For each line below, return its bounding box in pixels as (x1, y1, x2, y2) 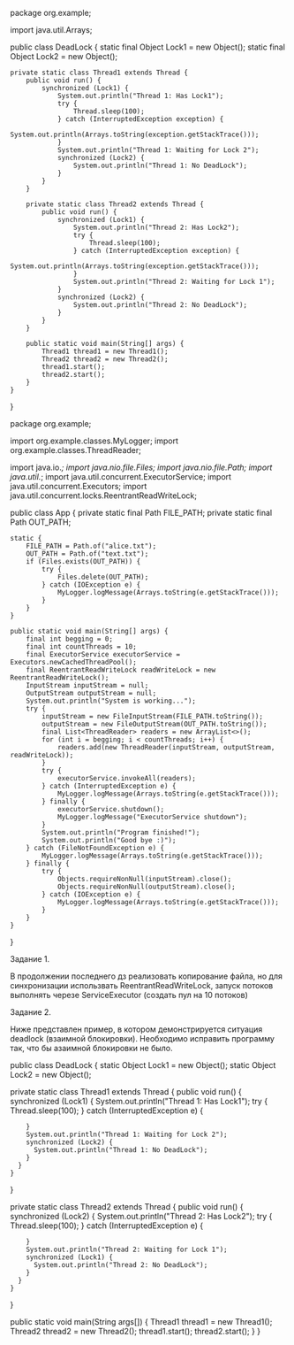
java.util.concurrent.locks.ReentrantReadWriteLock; (10, 490, 198, 501)
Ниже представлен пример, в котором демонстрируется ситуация (10, 1024, 263, 1034)
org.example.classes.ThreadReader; (10, 445, 142, 455)
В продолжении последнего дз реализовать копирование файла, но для (10, 971, 283, 981)
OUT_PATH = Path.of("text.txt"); (26, 550, 149, 558)
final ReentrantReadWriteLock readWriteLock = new (26, 665, 216, 674)
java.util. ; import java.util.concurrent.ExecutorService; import (10, 472, 232, 481)
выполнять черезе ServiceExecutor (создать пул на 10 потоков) (10, 990, 248, 1000)
